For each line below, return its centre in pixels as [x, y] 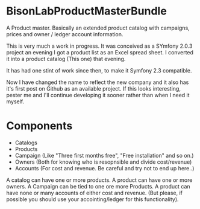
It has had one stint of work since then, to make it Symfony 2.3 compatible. [99, 70]
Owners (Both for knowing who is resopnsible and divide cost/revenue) [103, 162]
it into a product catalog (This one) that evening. [66, 59]
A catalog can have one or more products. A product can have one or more [99, 180]
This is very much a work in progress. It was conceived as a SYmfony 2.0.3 [99, 46]
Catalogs [26, 143]
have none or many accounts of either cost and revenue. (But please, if [94, 193]
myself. [15, 101]
